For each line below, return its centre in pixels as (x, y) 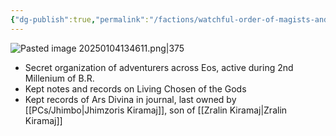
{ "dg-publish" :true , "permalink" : (80, 19)
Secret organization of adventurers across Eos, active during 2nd (159, 67)
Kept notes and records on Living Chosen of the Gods (135, 88)
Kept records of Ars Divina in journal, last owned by (130, 99)
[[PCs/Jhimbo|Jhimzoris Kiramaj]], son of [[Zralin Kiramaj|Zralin (156, 110)
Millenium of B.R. (59, 78)
